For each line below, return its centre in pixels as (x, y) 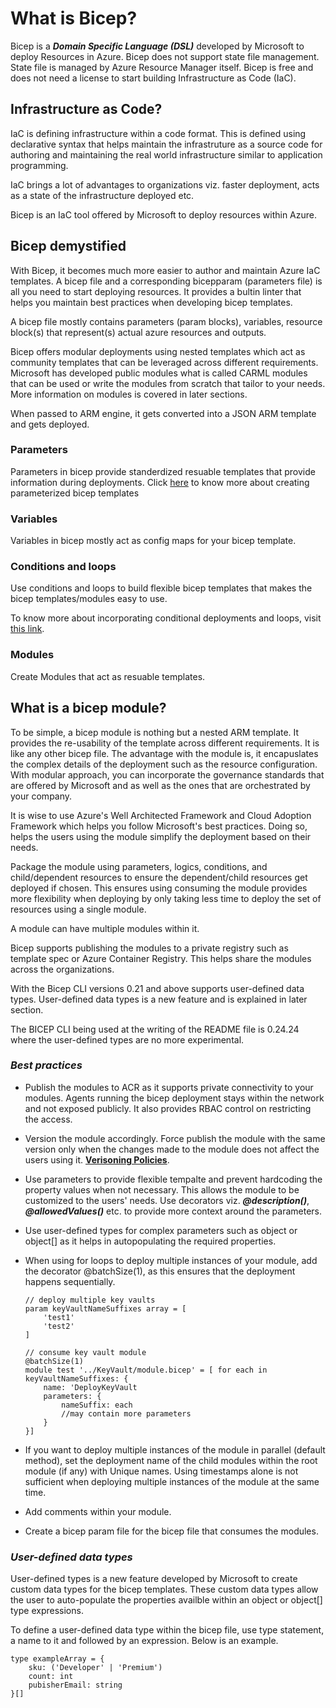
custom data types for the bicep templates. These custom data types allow (164, 1589)
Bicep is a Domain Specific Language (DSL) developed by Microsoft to (157, 46)
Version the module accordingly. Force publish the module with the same (175, 1138)
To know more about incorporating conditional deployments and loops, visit (166, 618)
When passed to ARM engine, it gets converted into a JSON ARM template (163, 413)
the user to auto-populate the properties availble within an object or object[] (166, 1600)
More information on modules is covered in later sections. (129, 394)
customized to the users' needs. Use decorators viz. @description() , (167, 1200)
